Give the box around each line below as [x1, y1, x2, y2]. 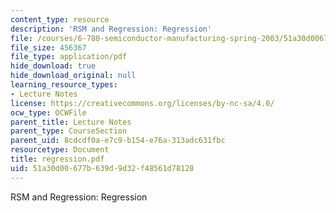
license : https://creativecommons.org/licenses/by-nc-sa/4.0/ [10, 98, 275, 108]
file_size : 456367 [10, 42, 87, 53]
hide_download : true [10, 61, 97, 71]
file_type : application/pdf [10, 52, 128, 62]
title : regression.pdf [10, 154, 105, 164]
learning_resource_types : [10, 80, 118, 90]
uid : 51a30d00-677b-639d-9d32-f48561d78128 [10, 163, 195, 173]
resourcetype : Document [10, 145, 110, 155]
